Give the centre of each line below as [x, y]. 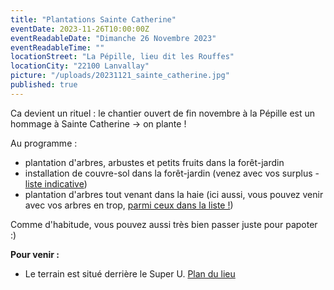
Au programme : [44, 143]
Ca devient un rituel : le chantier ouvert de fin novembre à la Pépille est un [163, 113]
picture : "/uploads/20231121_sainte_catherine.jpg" [120, 76]
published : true [44, 85]
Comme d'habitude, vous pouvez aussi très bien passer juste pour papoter [164, 224]
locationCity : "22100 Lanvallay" [80, 66]
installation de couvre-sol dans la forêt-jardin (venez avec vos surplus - [172, 173]
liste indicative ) [56, 183]
